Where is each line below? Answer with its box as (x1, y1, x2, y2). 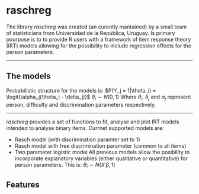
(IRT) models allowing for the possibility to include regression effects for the (6, 42, 191, 49)
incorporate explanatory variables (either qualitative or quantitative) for (14, 155, 188, 162)
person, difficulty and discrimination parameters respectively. (6, 101, 156, 108)
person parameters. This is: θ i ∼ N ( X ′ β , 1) (14, 161, 115, 170)
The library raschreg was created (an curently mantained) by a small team (6, 23, 187, 30)
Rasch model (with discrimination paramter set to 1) (14, 136, 140, 143)
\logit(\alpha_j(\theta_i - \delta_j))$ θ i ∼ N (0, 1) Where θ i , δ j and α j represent (6, 93, 191, 101)
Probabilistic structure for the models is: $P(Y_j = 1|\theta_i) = (6, 87, 156, 94)
